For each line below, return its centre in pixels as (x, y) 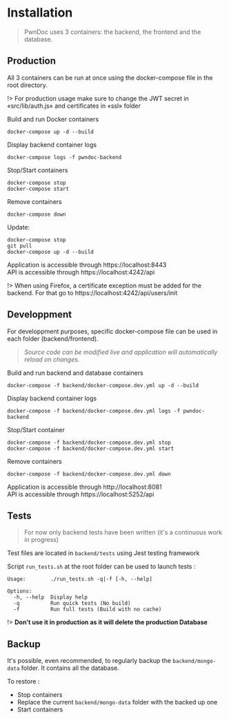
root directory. (28, 85)
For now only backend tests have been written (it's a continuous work (123, 532)
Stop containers (40, 695)
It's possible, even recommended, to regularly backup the (89, 661)
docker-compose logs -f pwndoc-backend (64, 157)
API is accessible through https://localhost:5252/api (81, 494)
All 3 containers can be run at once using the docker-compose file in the (110, 77)
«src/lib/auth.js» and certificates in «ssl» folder (74, 106)
